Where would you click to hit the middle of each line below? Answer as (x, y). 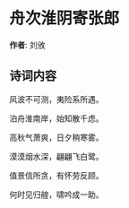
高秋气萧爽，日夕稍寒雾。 (56, 137)
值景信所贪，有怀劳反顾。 (56, 175)
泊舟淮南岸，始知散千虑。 (56, 118)
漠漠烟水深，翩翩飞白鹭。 (56, 156)
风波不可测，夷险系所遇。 (56, 99)
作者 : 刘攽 (27, 45)
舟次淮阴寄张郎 (64, 18)
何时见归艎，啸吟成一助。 (56, 195)
